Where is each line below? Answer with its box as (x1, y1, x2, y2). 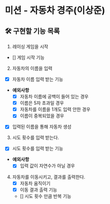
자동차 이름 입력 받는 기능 (12, 76, 64, 82)
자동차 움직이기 (20, 180, 51, 186)
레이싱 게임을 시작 (12, 44, 48, 49)
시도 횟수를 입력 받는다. (12, 134, 60, 141)
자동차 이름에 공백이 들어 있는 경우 (20, 93, 89, 100)
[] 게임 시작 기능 (12, 54, 45, 60)
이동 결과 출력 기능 (20, 187, 58, 193)
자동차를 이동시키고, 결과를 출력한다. (12, 174, 85, 180)
